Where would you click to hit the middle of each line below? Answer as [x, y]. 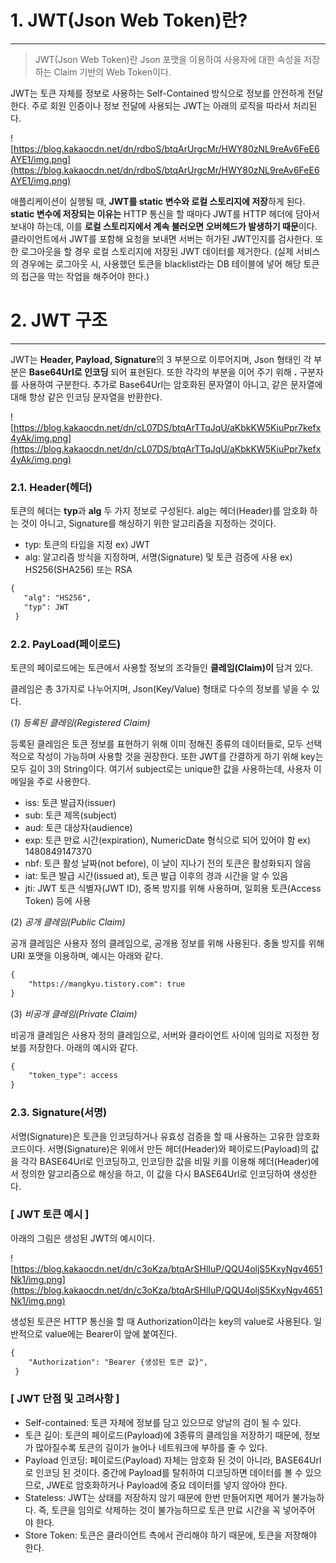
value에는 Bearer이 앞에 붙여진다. [111, 1333]
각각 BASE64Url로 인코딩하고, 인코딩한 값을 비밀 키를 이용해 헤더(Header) [166, 1161]
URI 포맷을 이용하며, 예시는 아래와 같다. [87, 955]
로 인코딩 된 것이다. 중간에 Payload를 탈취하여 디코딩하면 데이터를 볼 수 [163, 1472]
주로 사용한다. [63, 781]
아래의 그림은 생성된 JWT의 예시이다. [82, 1238]
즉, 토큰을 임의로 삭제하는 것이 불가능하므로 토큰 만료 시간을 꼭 [159, 1510]
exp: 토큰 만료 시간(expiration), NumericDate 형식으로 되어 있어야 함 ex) [168, 840]
